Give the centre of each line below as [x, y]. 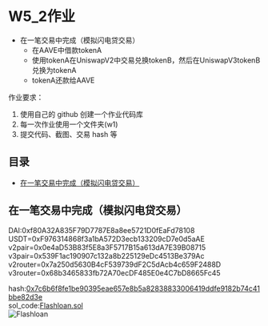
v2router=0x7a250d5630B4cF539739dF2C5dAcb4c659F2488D [115, 264]
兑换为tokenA [54, 70]
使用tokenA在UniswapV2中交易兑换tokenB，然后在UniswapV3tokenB [146, 60]
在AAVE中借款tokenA [67, 50]
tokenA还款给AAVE [63, 80]
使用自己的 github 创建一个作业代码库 [82, 114]
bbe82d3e [25, 296]
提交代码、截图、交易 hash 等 [68, 134]
